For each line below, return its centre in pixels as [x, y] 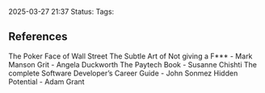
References [38, 36]
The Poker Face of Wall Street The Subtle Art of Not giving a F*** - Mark [130, 56]
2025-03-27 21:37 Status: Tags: [61, 12]
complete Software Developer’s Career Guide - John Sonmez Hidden [123, 73]
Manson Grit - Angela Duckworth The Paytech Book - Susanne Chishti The [132, 64]
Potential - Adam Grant [46, 81]
